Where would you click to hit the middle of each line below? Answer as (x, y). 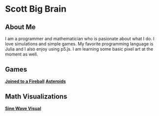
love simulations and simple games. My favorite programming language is (79, 44)
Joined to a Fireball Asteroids (35, 81)
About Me (20, 27)
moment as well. (22, 54)
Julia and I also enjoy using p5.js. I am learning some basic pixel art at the (79, 49)
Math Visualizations (36, 97)
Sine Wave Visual (23, 108)
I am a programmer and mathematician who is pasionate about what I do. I (80, 39)
